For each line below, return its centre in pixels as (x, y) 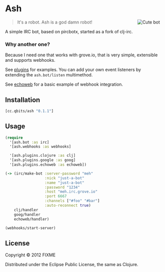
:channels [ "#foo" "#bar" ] (72, 201)
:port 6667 (56, 197)
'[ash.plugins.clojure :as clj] (43, 156)
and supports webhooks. (30, 60)
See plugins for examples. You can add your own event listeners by (73, 70)
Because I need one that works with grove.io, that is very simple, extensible (82, 55)
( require (14, 138)
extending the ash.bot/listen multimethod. (49, 75)
